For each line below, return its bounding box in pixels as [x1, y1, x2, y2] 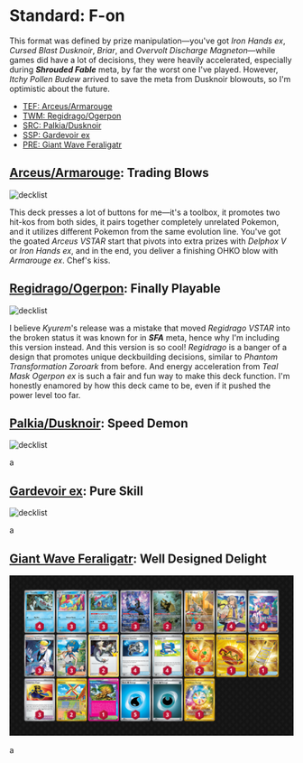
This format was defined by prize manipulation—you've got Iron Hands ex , [9, 35, 286, 46]
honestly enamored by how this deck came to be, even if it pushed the [9, 380, 271, 391]
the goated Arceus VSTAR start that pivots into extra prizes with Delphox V [9, 236, 287, 247]
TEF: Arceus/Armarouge [22, 100, 113, 111]
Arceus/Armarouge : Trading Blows [9, 165, 209, 181]
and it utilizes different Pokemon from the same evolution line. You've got [9, 226, 281, 237]
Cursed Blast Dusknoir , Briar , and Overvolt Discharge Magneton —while [9, 44, 276, 55]
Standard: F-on [9, 5, 125, 26]
